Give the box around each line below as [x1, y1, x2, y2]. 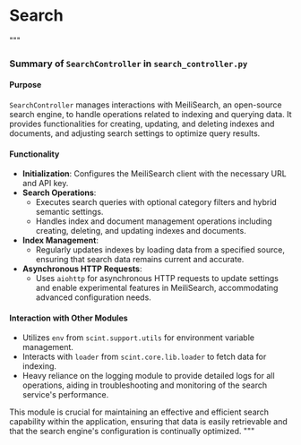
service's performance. [21, 389, 109, 400]
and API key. [21, 178, 69, 189]
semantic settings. [35, 207, 104, 218]
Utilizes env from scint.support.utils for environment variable [21, 332, 255, 343]
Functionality [9, 149, 60, 159]
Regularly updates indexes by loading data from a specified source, [35, 244, 285, 255]
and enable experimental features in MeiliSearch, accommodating [35, 283, 279, 294]
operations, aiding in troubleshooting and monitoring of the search [21, 380, 268, 390]
